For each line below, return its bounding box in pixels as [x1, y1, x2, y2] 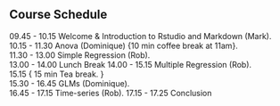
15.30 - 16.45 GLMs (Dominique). [9, 77, 130, 88]
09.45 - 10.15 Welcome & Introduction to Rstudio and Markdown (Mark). [9, 30, 272, 41]
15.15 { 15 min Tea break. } [9, 69, 104, 79]
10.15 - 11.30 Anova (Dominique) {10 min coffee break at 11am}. [9, 40, 238, 51]
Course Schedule [9, 7, 108, 22]
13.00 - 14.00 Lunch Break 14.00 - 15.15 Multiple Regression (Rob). [9, 59, 252, 69]
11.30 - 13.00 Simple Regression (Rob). [9, 49, 151, 61]
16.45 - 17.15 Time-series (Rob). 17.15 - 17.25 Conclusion [9, 87, 212, 98]
